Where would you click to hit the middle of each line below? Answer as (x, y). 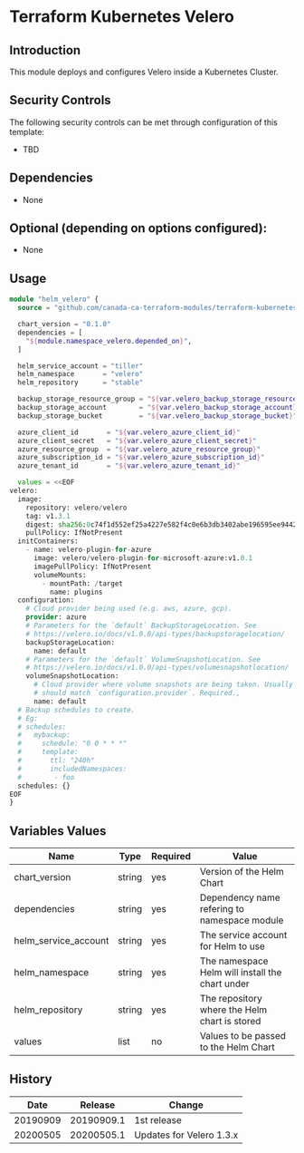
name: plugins (76, 592)
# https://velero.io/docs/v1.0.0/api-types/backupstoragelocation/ (155, 634)
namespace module (242, 920)
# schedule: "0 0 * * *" (72, 744)
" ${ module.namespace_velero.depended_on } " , (109, 341)
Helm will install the (241, 973)
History (31, 1079)
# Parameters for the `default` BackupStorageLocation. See (141, 625)
